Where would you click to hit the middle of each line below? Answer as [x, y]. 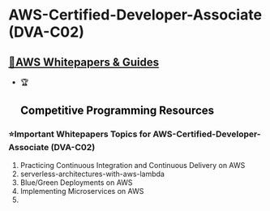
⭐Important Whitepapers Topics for [80, 134]
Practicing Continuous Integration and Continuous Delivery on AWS [133, 165]
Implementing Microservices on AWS [82, 191]
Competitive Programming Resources [117, 111]
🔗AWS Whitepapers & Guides [84, 62]
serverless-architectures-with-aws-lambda [92, 174]
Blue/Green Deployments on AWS [76, 182]
